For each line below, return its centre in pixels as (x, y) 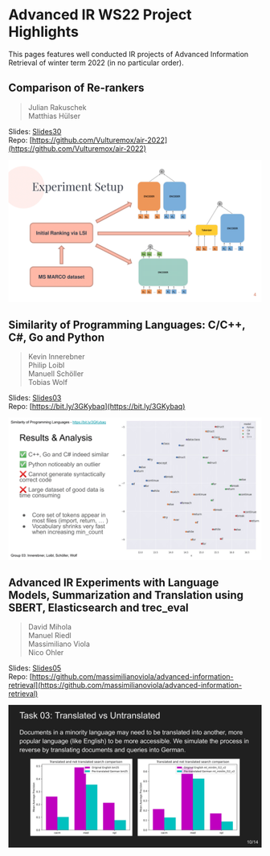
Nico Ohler (46, 653)
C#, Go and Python (56, 337)
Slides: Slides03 (35, 398)
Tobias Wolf (48, 383)
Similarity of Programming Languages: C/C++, (127, 324)
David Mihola (50, 627)
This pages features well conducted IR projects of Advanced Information (129, 54)
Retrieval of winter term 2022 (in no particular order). (96, 63)
